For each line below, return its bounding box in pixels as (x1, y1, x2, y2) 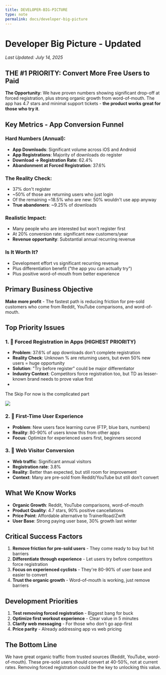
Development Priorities (5, 597, 79, 605)
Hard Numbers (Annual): (5, 135, 66, 142)
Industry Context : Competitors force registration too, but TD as (12, 371, 143, 377)
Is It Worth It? (5, 249, 38, 256)
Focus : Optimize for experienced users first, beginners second (12, 434, 142, 441)
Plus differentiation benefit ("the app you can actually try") (12, 265, 133, 271)
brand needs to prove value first (27, 376, 93, 382)
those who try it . (5, 106, 40, 112)
